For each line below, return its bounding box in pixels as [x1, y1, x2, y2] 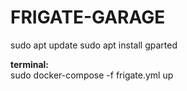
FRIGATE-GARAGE [10, 6, 166, 29]
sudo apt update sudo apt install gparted [10, 39, 178, 51]
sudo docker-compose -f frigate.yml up [10, 69, 174, 81]
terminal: [10, 58, 50, 70]
